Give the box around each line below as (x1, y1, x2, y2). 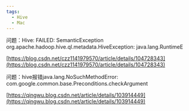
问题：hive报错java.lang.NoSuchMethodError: (6, 74, 119, 81)
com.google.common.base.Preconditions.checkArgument (6, 80, 148, 87)
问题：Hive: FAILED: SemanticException (6, 37, 104, 44)
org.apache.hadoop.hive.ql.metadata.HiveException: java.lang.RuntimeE (6, 43, 184, 50)
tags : (6, 8, 20, 15)
